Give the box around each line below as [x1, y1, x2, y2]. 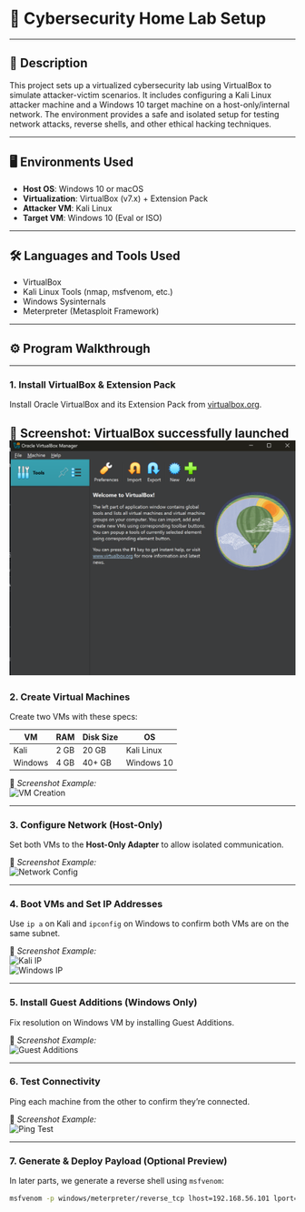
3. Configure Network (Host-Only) [9, 818, 163, 831]
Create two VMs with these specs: [9, 712, 138, 722]
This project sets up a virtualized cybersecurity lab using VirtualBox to [9, 79, 272, 90]
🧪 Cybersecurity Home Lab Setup [9, 8, 266, 29]
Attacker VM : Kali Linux [22, 202, 113, 213]
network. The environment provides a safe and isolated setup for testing [9, 108, 280, 119]
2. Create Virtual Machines [9, 691, 131, 703]
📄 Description [9, 56, 88, 71]
